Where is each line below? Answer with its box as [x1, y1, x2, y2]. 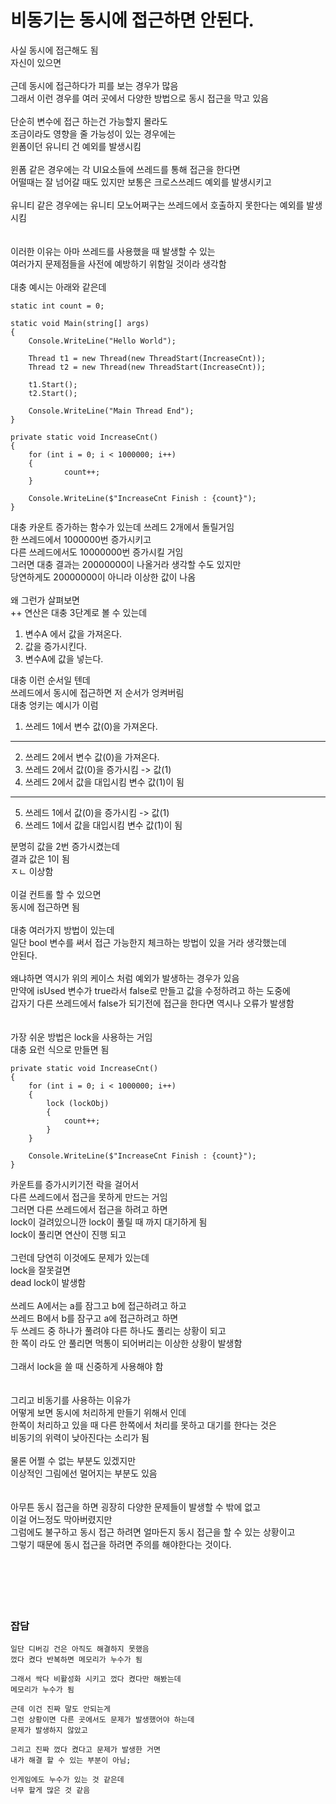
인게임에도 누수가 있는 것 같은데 [10, 1775, 125, 1785]
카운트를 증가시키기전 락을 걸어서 [10, 1178, 140, 1190]
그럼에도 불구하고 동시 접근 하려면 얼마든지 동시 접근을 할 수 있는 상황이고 [10, 1526, 296, 1538]
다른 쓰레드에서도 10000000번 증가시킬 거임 [10, 546, 184, 558]
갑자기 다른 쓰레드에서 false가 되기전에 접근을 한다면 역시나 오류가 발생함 [10, 997, 295, 1009]
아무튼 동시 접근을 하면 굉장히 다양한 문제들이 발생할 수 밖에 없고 [10, 1501, 262, 1513]
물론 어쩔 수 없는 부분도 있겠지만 [10, 1454, 137, 1466]
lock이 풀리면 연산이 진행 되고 [10, 1228, 127, 1240]
